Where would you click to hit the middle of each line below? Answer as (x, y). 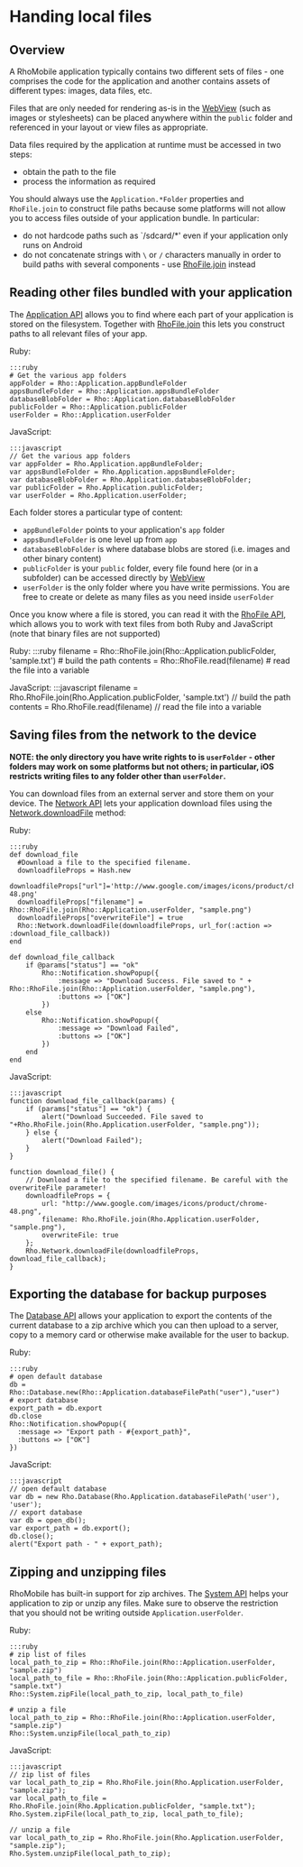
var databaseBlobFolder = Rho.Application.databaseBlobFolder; (131, 480)
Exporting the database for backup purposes (138, 1295)
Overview (37, 50)
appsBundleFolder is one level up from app (100, 539)
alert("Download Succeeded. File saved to (123, 1117)
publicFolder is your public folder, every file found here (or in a (140, 568)
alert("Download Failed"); (92, 1140)
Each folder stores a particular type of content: (96, 512)
